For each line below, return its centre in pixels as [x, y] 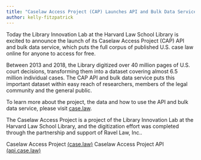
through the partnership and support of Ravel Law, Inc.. [74, 133]
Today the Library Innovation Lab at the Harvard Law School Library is [92, 34]
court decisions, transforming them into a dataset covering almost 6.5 [92, 71]
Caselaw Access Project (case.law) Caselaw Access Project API [85, 144]
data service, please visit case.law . [49, 108]
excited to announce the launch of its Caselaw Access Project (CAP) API [95, 41]
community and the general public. [49, 90]
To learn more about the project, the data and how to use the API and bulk [97, 101]
